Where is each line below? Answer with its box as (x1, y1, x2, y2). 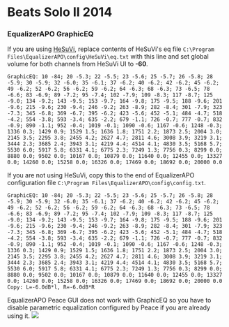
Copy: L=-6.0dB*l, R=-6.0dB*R (7, 284, 95, 291)
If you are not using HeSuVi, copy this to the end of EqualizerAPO (7, 171, 195, 180)
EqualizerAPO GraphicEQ (7, 29, 94, 39)
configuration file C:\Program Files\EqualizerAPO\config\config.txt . (7, 179, 207, 187)
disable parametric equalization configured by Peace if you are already (7, 303, 211, 312)
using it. (7, 312, 30, 320)
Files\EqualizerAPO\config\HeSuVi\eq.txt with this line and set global (7, 52, 209, 61)
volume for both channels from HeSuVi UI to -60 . (7, 60, 148, 68)
